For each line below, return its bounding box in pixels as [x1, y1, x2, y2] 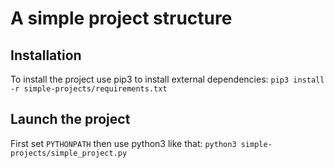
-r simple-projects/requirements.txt [10, 84, 168, 94]
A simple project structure [10, 7, 233, 30]
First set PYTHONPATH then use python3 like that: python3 [10, 137, 237, 149]
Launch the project [10, 111, 131, 128]
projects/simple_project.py [10, 148, 128, 158]
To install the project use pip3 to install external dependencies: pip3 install [10, 73, 325, 85]
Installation [10, 47, 82, 64]
